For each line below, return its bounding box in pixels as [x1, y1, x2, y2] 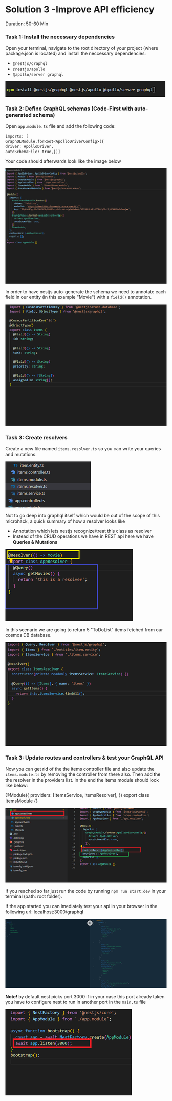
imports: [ [5, 134, 29, 139]
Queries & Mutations [12, 538, 58, 545]
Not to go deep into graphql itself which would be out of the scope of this [5, 512, 160, 519]
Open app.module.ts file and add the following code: [5, 123, 116, 129]
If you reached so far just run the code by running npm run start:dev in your [5, 888, 166, 894]
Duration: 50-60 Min [5, 20, 49, 27]
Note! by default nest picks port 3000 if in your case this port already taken [5, 993, 165, 999]
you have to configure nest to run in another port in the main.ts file [5, 999, 146, 1005]
